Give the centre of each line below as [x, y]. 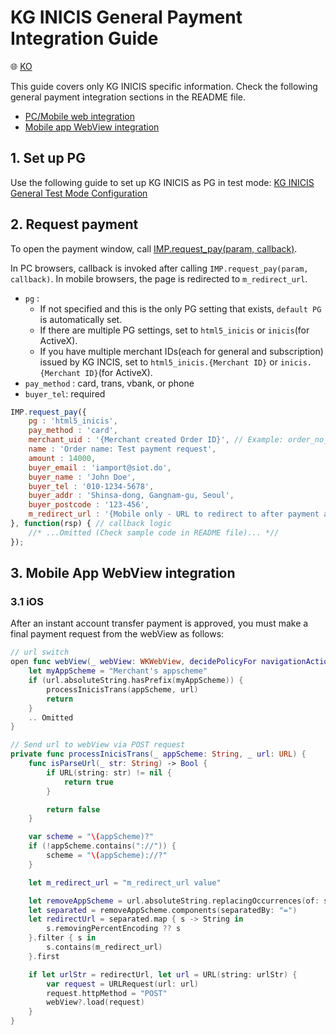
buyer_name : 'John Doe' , [82, 477]
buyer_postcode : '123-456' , [89, 505]
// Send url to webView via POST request [98, 745]
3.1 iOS [27, 601]
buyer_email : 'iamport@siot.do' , [100, 467]
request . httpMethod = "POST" [107, 993]
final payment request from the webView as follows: [117, 634]
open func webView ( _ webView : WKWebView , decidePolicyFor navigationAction [171, 662]
